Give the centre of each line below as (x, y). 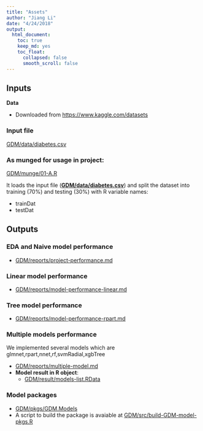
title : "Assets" (27, 12)
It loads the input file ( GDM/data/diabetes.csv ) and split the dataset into (98, 185)
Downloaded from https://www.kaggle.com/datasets (82, 115)
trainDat (25, 204)
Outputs (22, 230)
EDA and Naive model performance (60, 247)
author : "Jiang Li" (31, 18)
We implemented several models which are (61, 348)
